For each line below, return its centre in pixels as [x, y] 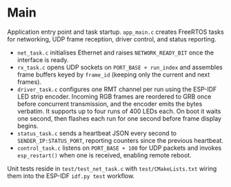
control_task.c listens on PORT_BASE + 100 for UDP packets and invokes [119, 148]
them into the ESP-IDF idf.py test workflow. [71, 176]
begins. [28, 126]
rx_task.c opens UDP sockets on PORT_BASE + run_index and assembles [120, 67]
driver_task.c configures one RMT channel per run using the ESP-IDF [117, 89]
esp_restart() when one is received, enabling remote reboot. [104, 155]
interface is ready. [43, 59]
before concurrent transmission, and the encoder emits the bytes [110, 104]
